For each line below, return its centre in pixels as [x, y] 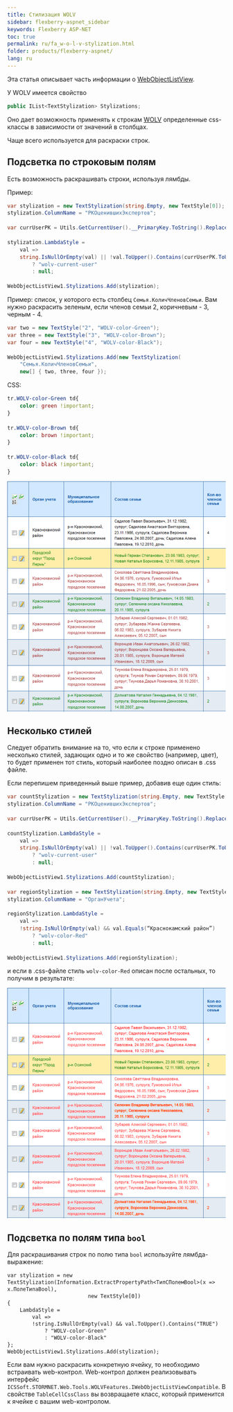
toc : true [21, 37]
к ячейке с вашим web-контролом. [59, 1401]
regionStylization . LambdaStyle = [55, 914]
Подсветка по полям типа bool [77, 1237]
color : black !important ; [57, 465]
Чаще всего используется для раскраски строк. [79, 140]
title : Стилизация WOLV [42, 15]
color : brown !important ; [57, 435]
